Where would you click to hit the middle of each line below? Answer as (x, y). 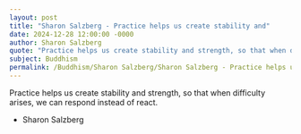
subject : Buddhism (43, 59)
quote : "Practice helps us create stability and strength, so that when (148, 51)
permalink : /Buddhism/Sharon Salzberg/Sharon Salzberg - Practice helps (148, 68)
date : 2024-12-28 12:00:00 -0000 (72, 34)
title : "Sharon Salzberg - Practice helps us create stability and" (140, 26)
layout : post (34, 17)
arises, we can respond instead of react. (84, 102)
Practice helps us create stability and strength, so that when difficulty (138, 92)
